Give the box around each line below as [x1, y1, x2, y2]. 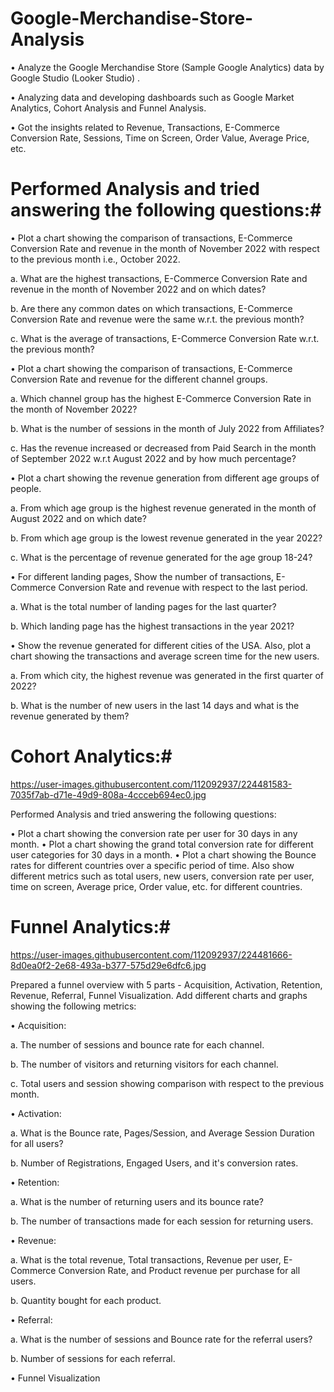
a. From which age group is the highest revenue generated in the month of [10, 502, 317, 514]
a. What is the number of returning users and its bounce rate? [10, 1195, 264, 1207]
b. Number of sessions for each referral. [10, 1352, 176, 1364]
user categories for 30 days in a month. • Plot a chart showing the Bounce [10, 848, 317, 861]
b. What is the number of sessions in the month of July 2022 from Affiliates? [10, 422, 325, 434]
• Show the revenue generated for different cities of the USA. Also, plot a [10, 639, 312, 651]
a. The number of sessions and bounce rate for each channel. [10, 1038, 265, 1051]
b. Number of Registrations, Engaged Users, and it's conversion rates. [10, 1157, 299, 1169]
